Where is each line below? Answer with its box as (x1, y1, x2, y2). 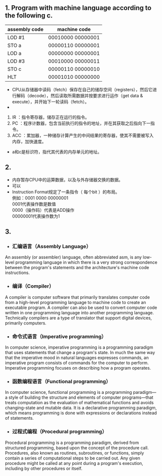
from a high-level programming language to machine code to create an (5, 299, 146, 305)
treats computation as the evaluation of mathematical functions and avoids (5, 400, 154, 406)
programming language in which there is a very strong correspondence (15, 259, 158, 265)
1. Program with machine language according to (5, 4, 151, 12)
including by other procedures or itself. (5, 465, 83, 471)
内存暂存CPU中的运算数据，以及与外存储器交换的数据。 (12, 177, 123, 183)
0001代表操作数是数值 (12, 201, 56, 207)
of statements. (5, 415, 34, 421)
